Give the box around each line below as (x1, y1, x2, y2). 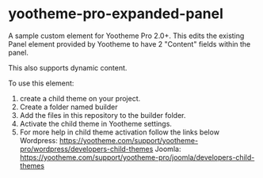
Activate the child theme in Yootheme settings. (19, 119, 173, 128)
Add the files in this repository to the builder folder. (19, 110, 186, 119)
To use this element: (8, 78, 74, 88)
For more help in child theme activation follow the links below (19, 127, 220, 137)
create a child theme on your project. (19, 93, 141, 103)
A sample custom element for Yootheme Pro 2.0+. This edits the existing (8, 31, 245, 40)
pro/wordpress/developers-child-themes (19, 144, 154, 153)
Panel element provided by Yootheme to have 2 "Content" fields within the (8, 39, 251, 48)
